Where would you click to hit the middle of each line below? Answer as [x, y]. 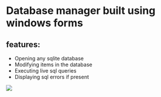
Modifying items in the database [53, 64]
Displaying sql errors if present [52, 77]
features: [23, 44]
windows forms [44, 23]
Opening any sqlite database [49, 58]
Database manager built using [81, 11]
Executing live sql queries [45, 71]
